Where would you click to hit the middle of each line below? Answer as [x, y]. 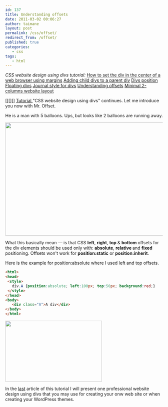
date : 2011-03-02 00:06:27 [33, 19]
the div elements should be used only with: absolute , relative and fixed [79, 248]
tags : [11, 56]
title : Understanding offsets [37, 14]
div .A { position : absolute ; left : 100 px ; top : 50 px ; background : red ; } [83, 286]
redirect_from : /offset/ [31, 38]
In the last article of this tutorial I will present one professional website [77, 389]
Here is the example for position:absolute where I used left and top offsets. [82, 263]
